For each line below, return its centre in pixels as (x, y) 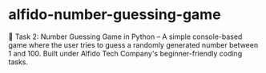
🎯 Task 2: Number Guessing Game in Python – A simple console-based (125, 36)
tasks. (18, 62)
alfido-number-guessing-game (115, 15)
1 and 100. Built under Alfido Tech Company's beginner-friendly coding (125, 53)
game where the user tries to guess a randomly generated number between (133, 44)
